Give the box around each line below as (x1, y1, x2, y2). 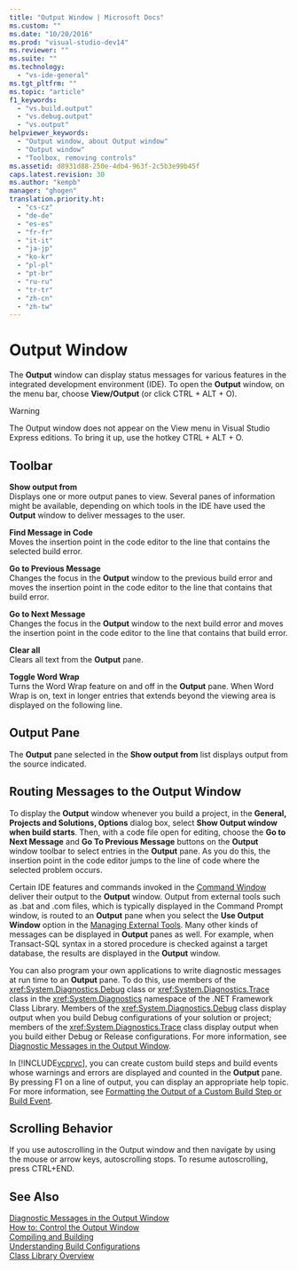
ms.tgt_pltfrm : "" (9, 79, 77, 88)
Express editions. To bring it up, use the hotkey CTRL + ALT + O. (9, 433, 244, 443)
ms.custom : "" (9, 21, 62, 30)
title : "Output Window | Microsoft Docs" (9, 12, 165, 22)
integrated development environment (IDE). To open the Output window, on (9, 379, 285, 390)
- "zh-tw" (17, 302, 53, 311)
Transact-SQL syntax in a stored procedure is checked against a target (9, 938, 269, 949)
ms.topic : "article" (9, 87, 86, 96)
